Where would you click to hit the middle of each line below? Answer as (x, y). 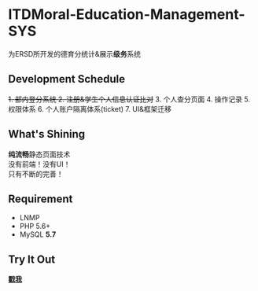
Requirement (41, 199)
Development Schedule (67, 79)
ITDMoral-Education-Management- (127, 15)
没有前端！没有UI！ (39, 164)
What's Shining (47, 134)
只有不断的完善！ (36, 174)
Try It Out (32, 259)
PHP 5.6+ (35, 227)
